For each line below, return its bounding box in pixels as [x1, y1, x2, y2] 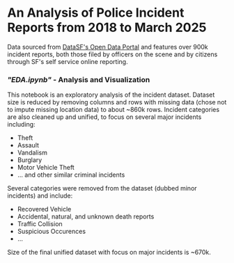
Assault [17, 141, 40, 150]
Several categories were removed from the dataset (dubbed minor [7, 184, 197, 193]
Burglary [17, 156, 42, 164]
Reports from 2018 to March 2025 [7, 19, 207, 35]
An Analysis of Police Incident [7, 5, 185, 21]
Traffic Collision [17, 220, 63, 228]
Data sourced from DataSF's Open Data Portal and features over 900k [7, 42, 208, 51]
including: [7, 120, 36, 129]
